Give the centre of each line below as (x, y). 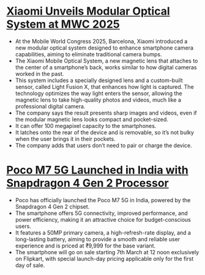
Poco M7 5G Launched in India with (97, 170)
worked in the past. (39, 73)
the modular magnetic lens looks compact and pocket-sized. (91, 119)
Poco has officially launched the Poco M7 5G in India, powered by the (103, 200)
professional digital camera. (50, 106)
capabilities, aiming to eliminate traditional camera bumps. (88, 54)
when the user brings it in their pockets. (65, 138)
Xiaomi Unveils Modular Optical (88, 11)
